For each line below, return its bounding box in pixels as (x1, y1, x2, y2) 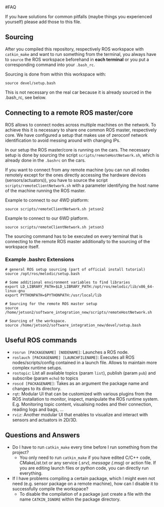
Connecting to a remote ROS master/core (5, 109, 133, 117)
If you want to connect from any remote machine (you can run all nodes (5, 167, 150, 173)
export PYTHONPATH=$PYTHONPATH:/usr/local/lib (5, 293, 102, 298)
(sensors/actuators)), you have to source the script (5, 177, 108, 183)
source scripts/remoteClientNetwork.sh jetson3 (5, 225, 104, 229)
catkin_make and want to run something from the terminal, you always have (5, 51, 157, 57)
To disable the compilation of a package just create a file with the (19, 491, 151, 497)
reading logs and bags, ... (12, 406, 64, 412)
